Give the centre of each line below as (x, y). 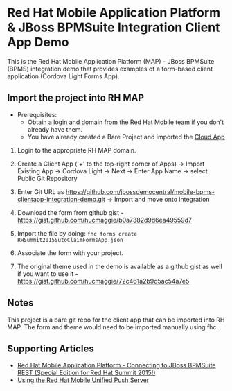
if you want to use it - (47, 273)
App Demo (38, 42)
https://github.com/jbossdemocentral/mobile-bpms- (140, 191)
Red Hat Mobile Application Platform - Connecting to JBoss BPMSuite (116, 365)
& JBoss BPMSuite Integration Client (114, 27)
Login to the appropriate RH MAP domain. (77, 150)
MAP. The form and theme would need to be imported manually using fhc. (113, 327)
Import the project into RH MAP (75, 98)
